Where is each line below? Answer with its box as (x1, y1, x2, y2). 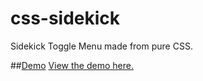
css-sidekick (10, 7, 121, 30)
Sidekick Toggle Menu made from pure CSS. (10, 40, 193, 52)
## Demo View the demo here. (10, 59, 134, 71)
